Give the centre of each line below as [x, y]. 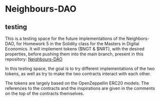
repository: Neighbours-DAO [34, 59]
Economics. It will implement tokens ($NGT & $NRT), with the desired [75, 49]
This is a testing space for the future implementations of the [65, 38]
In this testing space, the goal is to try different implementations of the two [80, 68]
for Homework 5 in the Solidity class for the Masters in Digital [78, 44]
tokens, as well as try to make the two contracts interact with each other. [78, 74]
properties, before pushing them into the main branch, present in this [74, 54]
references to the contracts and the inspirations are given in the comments [80, 88]
